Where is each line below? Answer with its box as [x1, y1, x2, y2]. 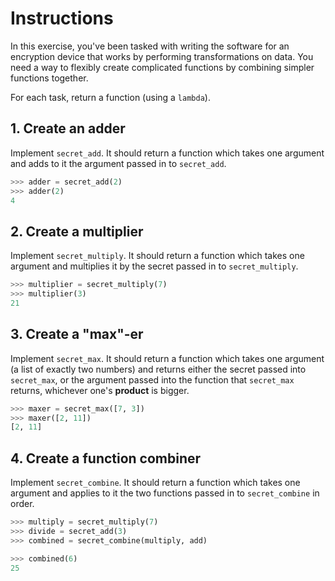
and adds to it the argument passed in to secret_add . [10, 157, 227, 169]
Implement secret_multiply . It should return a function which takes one [10, 250, 305, 262]
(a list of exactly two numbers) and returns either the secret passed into [10, 363, 307, 375]
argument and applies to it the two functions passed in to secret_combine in [10, 487, 320, 499]
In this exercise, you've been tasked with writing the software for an [10, 40, 290, 52]
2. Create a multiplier [10, 223, 144, 240]
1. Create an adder [10, 120, 126, 137]
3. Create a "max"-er [10, 326, 144, 343]
